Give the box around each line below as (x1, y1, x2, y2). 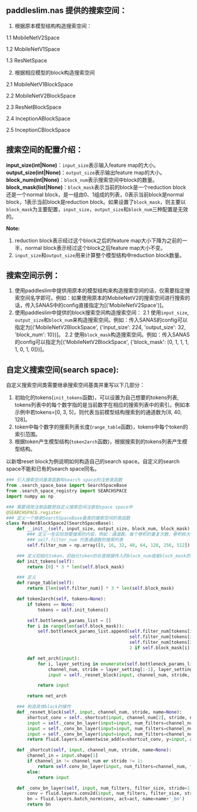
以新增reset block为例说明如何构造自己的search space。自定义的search (6, 458, 180, 465)
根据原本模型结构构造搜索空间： (14, 22, 92, 29)
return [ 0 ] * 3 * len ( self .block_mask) (27, 564, 125, 570)
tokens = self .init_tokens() (37, 607, 109, 613)
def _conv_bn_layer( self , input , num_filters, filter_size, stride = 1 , (16, 785, 193, 791)
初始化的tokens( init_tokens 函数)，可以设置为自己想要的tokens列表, (14, 394, 179, 401)
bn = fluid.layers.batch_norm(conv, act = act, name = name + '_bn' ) (27, 796, 185, 802)
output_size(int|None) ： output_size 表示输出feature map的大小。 (6, 169, 165, 176)
